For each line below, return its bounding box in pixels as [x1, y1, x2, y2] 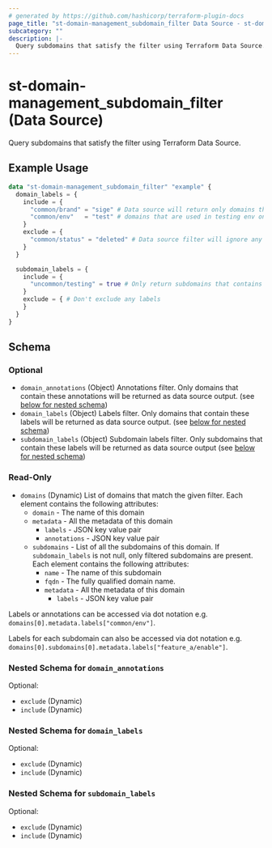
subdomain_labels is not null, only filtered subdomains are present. [32, 550, 253, 560]
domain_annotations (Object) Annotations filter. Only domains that [19, 383, 239, 392]
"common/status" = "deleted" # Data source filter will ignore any [29, 235, 263, 244]
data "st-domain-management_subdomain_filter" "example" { [8, 183, 212, 191]
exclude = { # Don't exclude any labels [23, 295, 161, 303]
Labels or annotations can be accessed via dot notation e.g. [8, 608, 208, 619]
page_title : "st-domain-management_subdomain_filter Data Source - [8, 19, 241, 28]
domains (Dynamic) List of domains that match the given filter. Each [19, 490, 244, 500]
